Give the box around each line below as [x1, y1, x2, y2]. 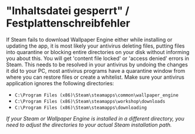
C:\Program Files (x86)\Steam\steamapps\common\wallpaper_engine [14, 92, 179, 98]
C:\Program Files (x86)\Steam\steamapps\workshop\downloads [14, 98, 166, 104]
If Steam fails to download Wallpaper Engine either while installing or [6, 36, 173, 43]
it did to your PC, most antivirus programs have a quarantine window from [6, 67, 186, 74]
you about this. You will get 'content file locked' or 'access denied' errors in [6, 55, 190, 62]
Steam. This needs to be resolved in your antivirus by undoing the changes [6, 61, 189, 68]
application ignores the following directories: [6, 79, 114, 86]
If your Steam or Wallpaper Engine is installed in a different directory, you [6, 115, 184, 122]
